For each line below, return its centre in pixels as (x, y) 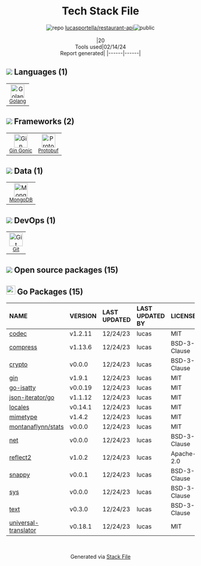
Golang (18, 101)
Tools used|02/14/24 (100, 47)
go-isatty (22, 388)
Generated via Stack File (100, 557)
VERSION (83, 316)
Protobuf (48, 150)
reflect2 (20, 457)
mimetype (23, 417)
